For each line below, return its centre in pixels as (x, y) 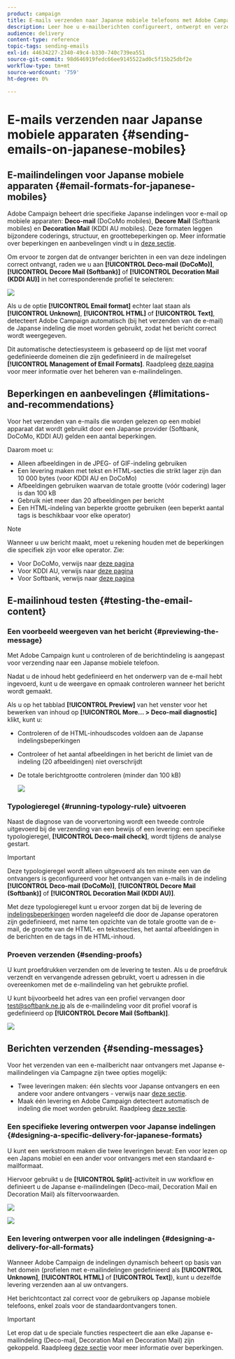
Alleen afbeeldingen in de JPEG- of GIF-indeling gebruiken (102, 463)
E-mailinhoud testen (52, 600)
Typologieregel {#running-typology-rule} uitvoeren (97, 806)
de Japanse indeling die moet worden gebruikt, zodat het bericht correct (112, 328)
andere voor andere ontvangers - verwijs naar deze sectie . (102, 1094)
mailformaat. (26, 1165)
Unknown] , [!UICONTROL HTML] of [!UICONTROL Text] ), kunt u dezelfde (114, 1277)
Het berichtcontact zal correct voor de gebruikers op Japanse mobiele (109, 1298)
